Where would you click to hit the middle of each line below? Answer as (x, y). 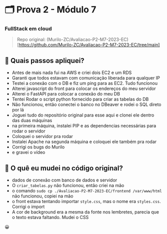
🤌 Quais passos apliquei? (44, 60)
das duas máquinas (32, 120)
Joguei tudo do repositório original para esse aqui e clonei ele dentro (83, 115)
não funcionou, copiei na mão (42, 196)
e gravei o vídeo (28, 152)
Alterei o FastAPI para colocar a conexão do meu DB (66, 94)
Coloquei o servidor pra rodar (42, 136)
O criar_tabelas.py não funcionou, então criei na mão (68, 185)
